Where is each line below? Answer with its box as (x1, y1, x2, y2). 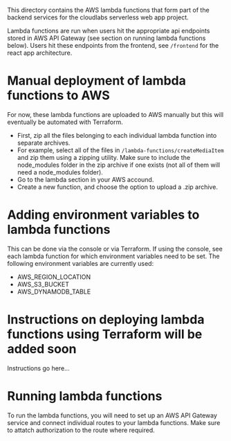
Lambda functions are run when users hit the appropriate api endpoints (7, 27, 210, 35)
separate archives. (17, 138, 71, 147)
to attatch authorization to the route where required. (7, 426, 156, 434)
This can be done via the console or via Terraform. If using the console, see (7, 244, 223, 253)
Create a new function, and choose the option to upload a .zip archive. (17, 183, 218, 191)
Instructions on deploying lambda (7, 312, 205, 327)
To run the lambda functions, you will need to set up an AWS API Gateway (7, 411, 218, 420)
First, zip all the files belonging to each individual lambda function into (17, 131, 217, 139)
